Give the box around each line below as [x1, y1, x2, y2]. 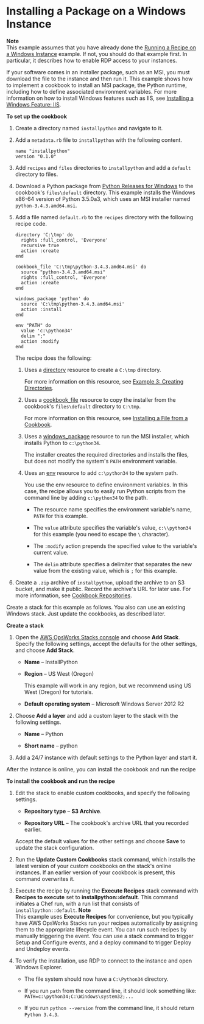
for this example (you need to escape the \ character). [33, 530, 170, 538]
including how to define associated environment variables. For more [6, 88, 177, 95]
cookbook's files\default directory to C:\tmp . [24, 402, 141, 410]
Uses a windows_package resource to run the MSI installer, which [24, 432, 190, 440]
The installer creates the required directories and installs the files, [24, 451, 189, 458]
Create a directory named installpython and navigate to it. [15, 124, 163, 132]
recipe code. [15, 220, 47, 227]
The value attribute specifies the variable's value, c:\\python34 [33, 524, 192, 531]
